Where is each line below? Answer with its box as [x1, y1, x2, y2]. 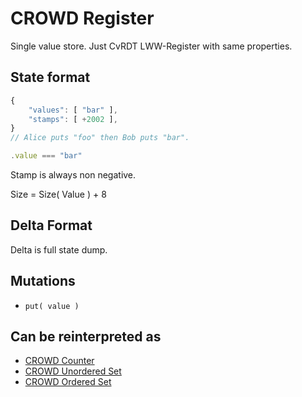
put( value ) [24, 301, 80, 311]
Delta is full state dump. [10, 243, 108, 256]
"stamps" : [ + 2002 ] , [28, 114, 118, 124]
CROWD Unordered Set [24, 365, 122, 377]
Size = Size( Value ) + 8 [10, 188, 107, 200]
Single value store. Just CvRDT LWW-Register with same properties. [10, 40, 293, 52]
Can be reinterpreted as [10, 328, 162, 346]
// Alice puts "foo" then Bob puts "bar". [10, 133, 190, 143]
